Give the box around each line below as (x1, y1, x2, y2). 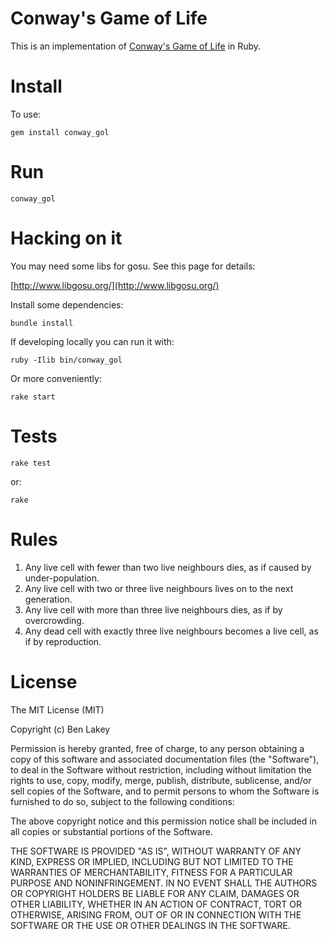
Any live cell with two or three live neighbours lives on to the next (24, 582, 294, 594)
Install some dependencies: (10, 298, 124, 311)
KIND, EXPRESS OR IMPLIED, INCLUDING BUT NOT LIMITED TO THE (10, 855, 294, 867)
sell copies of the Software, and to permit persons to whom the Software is (10, 785, 320, 797)
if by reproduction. (24, 635, 102, 647)
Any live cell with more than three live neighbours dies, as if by (24, 603, 283, 616)
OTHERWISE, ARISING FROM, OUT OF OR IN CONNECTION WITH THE (10, 908, 302, 921)
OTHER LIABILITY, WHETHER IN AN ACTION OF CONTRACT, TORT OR (10, 898, 302, 910)
